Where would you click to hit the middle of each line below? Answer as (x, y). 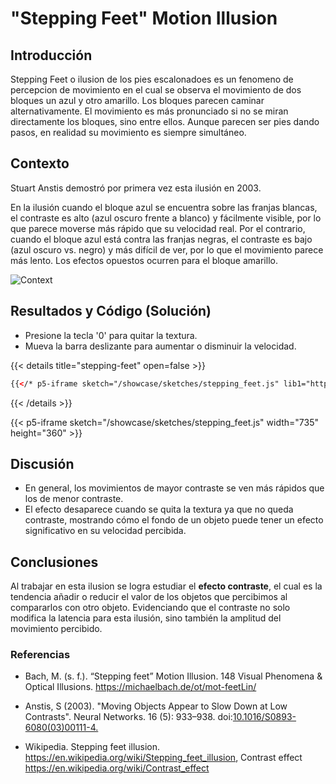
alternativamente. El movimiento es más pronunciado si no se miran (149, 111)
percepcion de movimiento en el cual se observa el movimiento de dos (156, 90)
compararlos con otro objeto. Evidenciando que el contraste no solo (150, 608)
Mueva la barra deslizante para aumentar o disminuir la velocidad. (160, 346)
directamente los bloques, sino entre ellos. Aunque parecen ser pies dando (165, 121)
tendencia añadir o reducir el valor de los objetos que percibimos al (149, 597)
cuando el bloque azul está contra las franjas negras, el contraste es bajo (161, 239)
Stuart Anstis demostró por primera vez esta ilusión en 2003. (136, 188)
